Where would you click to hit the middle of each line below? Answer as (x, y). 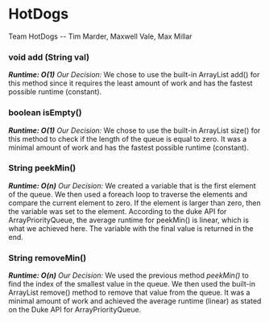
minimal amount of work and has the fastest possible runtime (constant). (129, 147)
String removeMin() (48, 258)
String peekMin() (42, 168)
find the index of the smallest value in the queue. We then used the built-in (132, 284)
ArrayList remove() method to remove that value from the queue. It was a (129, 293)
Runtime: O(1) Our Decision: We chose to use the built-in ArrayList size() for (134, 130)
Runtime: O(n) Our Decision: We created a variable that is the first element (132, 185)
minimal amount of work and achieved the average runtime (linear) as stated (135, 301)
